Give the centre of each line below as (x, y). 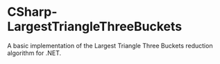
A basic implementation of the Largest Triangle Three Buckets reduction (110, 45)
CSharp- (32, 12)
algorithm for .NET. (34, 53)
